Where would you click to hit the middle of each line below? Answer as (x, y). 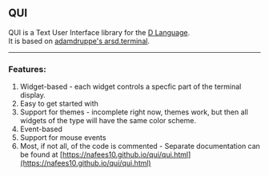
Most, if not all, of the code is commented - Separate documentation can (140, 146)
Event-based (41, 129)
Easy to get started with (59, 104)
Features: (27, 69)
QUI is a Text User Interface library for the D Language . (99, 32)
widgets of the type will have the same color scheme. (108, 121)
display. (33, 95)
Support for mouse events (63, 138)
